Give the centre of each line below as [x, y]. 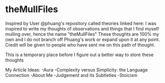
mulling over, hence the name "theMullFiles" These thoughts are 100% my [82, 34]
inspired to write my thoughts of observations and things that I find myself [82, 28]
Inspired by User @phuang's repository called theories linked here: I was [81, 23]
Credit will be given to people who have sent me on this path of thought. [80, 45]
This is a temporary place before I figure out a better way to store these [79, 55]
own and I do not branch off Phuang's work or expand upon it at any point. [83, 39]
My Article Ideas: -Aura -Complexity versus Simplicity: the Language [76, 70]
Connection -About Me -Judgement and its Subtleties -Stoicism [71, 75]
